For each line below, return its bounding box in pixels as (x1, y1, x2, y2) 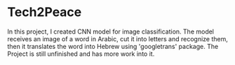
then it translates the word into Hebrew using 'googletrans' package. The (7, 42, 219, 50)
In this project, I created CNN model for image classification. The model (7, 27, 215, 36)
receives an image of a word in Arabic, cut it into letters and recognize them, (7, 34, 228, 43)
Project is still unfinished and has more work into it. (7, 50, 155, 58)
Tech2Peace (7, 4, 82, 20)
